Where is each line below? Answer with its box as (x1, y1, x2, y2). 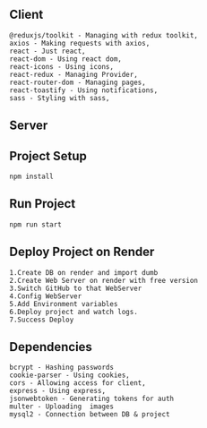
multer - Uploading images (9, 402, 115, 411)
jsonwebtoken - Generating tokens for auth (9, 394, 175, 404)
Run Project (9, 196, 76, 211)
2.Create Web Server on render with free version (9, 276, 199, 285)
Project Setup (9, 148, 88, 164)
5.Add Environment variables (9, 299, 118, 308)
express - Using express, (9, 387, 106, 396)
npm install (9, 172, 54, 182)
